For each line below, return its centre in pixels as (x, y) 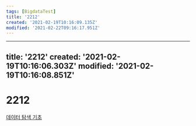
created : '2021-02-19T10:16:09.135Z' (52, 22)
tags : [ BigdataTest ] (31, 11)
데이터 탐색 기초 (24, 117)
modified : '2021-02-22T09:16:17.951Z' (53, 28)
